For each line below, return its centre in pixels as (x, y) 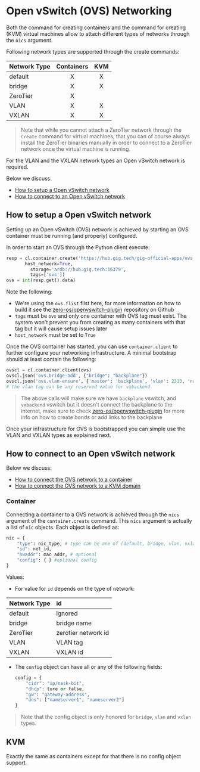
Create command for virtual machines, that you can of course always (105, 136)
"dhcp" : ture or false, (55, 689)
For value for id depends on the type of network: (75, 588)
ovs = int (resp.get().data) (41, 280)
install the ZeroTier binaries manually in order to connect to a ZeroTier (106, 142)
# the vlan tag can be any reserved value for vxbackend (78, 387)
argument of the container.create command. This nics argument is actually (99, 520)
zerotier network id (83, 633)
